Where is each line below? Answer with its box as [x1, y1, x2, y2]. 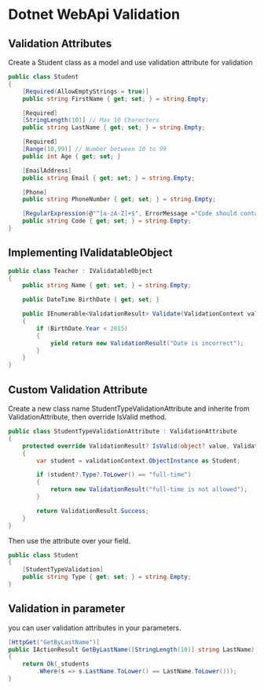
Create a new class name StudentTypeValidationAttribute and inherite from [8, 404, 250, 413]
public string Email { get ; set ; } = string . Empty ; [22, 174, 195, 182]
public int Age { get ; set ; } [22, 152, 122, 161]
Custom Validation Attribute [8, 383, 148, 397]
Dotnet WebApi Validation [8, 6, 181, 24]
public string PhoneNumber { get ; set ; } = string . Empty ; [22, 195, 216, 204]
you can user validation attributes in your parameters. [8, 623, 182, 633]
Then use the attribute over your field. [8, 536, 131, 545]
